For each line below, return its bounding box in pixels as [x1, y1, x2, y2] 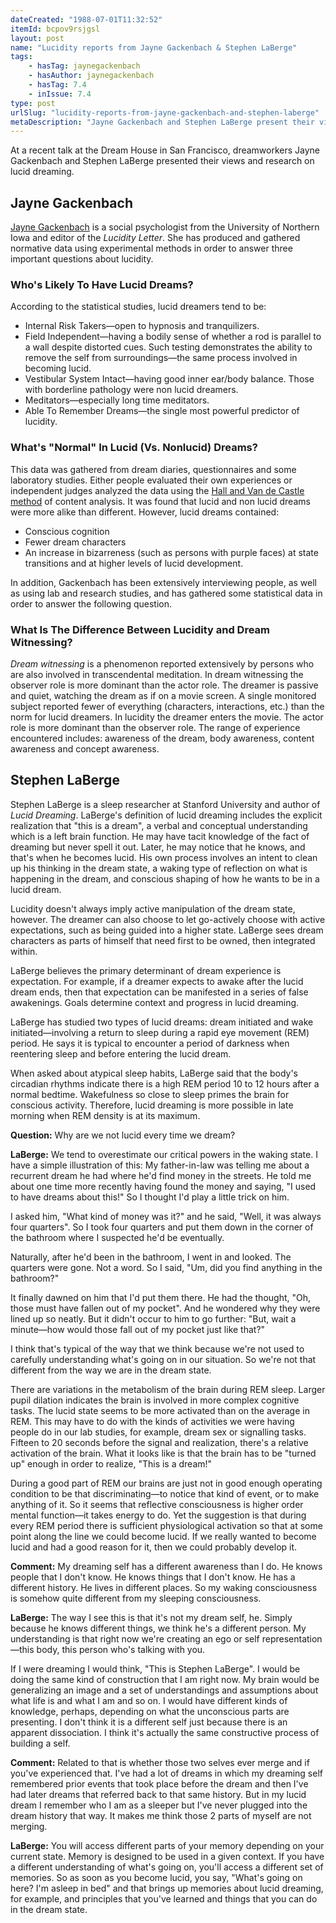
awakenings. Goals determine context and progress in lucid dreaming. [10, 996, 300, 1008]
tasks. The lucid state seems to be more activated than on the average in [10, 1404, 310, 1416]
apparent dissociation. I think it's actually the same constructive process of [10, 1726, 320, 1738]
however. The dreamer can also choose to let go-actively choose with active [10, 913, 326, 925]
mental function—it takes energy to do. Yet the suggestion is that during [10, 1509, 307, 1521]
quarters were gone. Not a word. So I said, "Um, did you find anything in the [10, 1261, 323, 1273]
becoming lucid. [24, 362, 92, 375]
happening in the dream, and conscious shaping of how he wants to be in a [10, 872, 320, 885]
